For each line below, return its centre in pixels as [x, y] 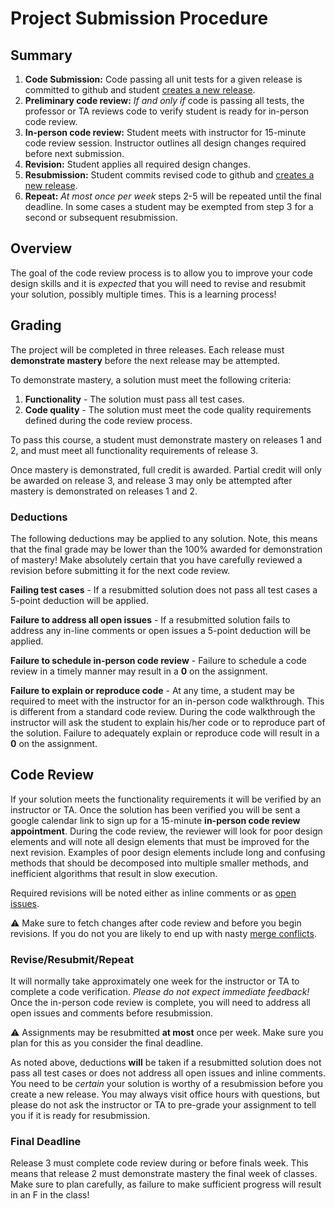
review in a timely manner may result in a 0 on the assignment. [139, 671]
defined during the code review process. [108, 420]
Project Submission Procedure [139, 18]
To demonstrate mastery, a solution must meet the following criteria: [151, 379]
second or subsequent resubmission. [101, 217]
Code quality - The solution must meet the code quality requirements [168, 409]
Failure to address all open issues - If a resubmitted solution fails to [150, 619]
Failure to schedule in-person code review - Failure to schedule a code [158, 660]
